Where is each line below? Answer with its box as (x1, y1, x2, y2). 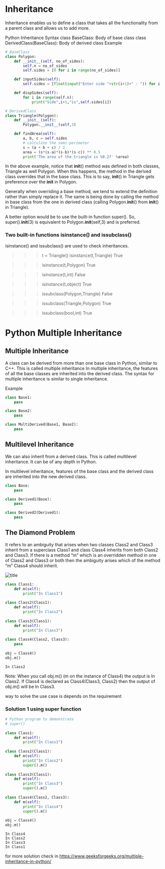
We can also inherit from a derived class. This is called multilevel (5, 453, 137, 459)
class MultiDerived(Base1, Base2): (5, 422, 79, 427)
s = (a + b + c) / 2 (23, 145, 65, 150)
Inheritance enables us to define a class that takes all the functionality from (5, 20, 158, 26)
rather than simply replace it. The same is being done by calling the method (5, 194, 159, 200)
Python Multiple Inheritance (5, 327, 123, 338)
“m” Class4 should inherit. (5, 563, 58, 569)
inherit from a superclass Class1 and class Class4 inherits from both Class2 (5, 547, 159, 553)
